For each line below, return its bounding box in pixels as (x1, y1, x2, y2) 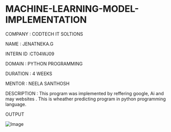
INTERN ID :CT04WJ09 (5, 51, 55, 57)
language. (5, 101, 27, 107)
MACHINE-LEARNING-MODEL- (5, 3, 139, 15)
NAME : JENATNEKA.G (5, 40, 54, 47)
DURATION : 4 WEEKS (5, 70, 52, 77)
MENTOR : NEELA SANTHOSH (5, 80, 70, 86)
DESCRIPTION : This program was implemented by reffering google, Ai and (5, 90, 164, 96)
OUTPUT (5, 111, 25, 117)
